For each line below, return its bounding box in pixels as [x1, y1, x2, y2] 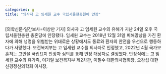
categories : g [5, 7, 35, 12]
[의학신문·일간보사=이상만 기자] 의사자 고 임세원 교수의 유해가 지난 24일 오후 [5, 26, 153, 32]
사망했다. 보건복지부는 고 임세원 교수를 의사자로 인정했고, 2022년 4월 [14, 44, 148, 50]
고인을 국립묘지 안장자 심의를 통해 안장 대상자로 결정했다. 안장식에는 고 [18, 50, 155, 57]
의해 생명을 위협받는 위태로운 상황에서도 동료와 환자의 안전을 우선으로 [14, 38, 148, 44]
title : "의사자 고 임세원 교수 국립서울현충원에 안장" [5, 12, 101, 17]
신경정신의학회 [5, 63, 34, 69]
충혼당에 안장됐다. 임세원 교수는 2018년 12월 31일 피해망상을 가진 [30, 32, 156, 38]
